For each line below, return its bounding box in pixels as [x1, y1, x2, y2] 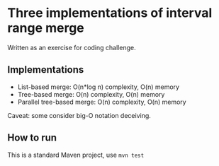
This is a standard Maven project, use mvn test [7, 150, 145, 159]
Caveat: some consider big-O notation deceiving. [7, 111, 151, 119]
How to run [7, 132, 57, 144]
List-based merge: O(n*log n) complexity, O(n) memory [17, 83, 179, 91]
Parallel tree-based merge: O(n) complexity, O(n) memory [17, 97, 186, 106]
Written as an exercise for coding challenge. [7, 43, 136, 52]
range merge [7, 20, 85, 36]
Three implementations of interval [7, 5, 213, 21]
